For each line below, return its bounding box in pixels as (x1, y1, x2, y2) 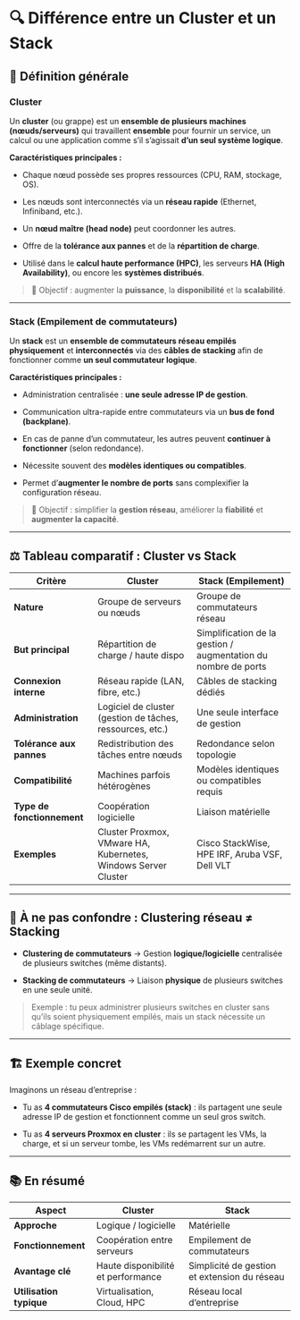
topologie (196, 749, 237, 761)
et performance (96, 1271, 162, 1283)
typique (13, 1297, 47, 1309)
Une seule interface (196, 706, 279, 718)
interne (13, 686, 46, 698)
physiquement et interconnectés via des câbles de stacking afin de (9, 345, 263, 356)
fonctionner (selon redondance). (21, 443, 145, 453)
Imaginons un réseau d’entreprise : (9, 1084, 137, 1095)
